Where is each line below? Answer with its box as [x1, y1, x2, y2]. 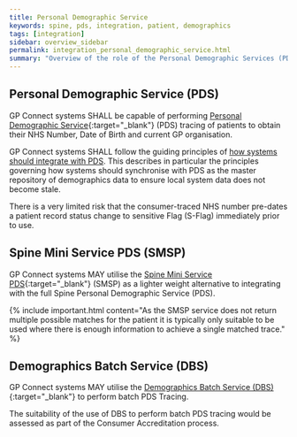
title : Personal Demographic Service [9, 12, 148, 22]
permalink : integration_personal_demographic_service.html [9, 46, 232, 55]
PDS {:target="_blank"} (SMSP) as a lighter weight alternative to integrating [9, 278, 281, 288]
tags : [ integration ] [9, 29, 86, 38]
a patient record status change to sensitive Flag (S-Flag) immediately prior [9, 210, 280, 221]
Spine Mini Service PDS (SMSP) [9, 245, 187, 261]
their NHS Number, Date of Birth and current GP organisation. [9, 129, 232, 140]
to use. [9, 219, 34, 230]
